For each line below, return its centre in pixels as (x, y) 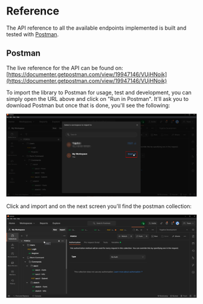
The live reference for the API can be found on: (65, 68)
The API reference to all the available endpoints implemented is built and (96, 28)
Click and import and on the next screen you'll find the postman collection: (99, 206)
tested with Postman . (33, 34)
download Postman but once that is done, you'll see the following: (88, 105)
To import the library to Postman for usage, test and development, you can (99, 92)
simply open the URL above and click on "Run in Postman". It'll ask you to (98, 99)
